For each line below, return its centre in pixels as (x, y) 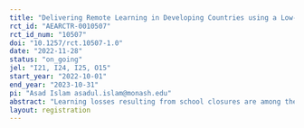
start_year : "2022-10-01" (58, 77)
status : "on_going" (46, 59)
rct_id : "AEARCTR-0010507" (60, 26)
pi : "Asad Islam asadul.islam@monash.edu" (90, 93)
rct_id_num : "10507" (48, 34)
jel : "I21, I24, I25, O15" (60, 69)
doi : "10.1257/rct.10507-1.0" (66, 43)
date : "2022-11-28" (46, 51)
